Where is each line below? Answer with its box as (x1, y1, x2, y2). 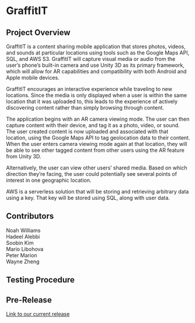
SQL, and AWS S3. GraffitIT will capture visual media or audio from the (6, 56, 176, 62)
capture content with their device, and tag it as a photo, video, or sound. (6, 122, 180, 128)
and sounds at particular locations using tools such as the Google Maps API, (6, 49, 190, 56)
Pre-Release (6, 295, 52, 305)
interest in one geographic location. (6, 177, 92, 183)
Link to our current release (6, 311, 70, 318)
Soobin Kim (6, 239, 34, 246)
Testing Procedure (6, 275, 75, 285)
